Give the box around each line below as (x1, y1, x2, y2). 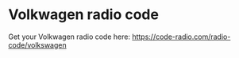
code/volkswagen (8, 40, 67, 49)
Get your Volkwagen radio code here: (8, 32, 131, 41)
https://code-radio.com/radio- (132, 32, 231, 41)
